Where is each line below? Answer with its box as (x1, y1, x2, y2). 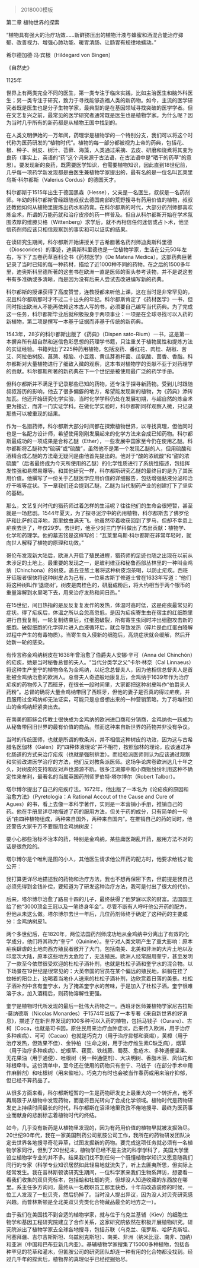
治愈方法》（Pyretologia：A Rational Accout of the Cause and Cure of (6, 793, 174, 801)
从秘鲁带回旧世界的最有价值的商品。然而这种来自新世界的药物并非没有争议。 (6, 723, 193, 731)
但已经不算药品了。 (6, 1077, 53, 1084)
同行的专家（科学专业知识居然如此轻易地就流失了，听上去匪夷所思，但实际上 (6, 1161, 193, 1169)
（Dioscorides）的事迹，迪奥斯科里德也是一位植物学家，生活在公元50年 (6, 246, 182, 253)
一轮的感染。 (16, 638, 48, 646)
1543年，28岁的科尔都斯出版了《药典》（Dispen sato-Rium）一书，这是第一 (6, 331, 190, 338)
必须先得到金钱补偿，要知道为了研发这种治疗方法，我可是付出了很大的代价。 (6, 883, 193, 890)
